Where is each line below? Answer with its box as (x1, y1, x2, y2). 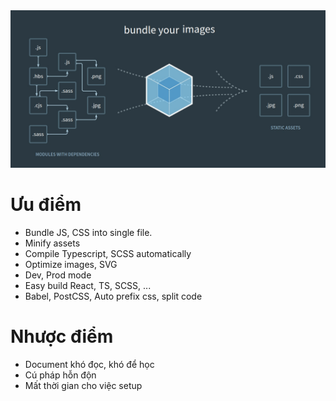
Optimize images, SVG (24, 258, 118, 270)
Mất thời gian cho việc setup (24, 379, 143, 391)
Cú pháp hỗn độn (24, 369, 97, 381)
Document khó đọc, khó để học (24, 358, 155, 370)
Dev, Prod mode (24, 269, 92, 281)
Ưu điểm (10, 194, 82, 216)
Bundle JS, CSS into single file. (24, 226, 153, 238)
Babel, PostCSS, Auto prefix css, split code (24, 290, 203, 302)
